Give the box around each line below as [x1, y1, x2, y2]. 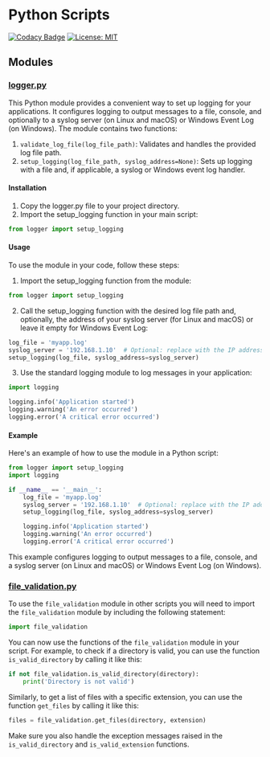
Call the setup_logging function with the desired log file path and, [19, 305, 237, 315]
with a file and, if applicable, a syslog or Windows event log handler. [19, 165, 246, 174]
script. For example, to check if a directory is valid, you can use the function [8, 646, 260, 656]
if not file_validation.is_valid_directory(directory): [8, 670, 199, 678]
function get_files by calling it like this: [8, 701, 139, 710]
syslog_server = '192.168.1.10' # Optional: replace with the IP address [8, 346, 264, 354]
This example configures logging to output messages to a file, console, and [8, 552, 258, 562]
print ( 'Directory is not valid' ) [22, 677, 135, 686]
